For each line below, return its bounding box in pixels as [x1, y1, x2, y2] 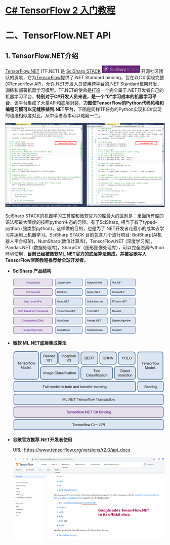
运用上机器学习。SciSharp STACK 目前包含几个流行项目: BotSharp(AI [14, 232, 158, 237]
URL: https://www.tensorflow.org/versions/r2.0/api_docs [12, 447, 131, 453]
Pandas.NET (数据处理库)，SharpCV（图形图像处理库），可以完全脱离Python [5, 245, 164, 250]
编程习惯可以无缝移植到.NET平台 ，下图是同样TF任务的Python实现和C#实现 [5, 106, 162, 112]
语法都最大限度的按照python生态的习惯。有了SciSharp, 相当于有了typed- [5, 219, 157, 225]
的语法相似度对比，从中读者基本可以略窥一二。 [5, 112, 103, 118]
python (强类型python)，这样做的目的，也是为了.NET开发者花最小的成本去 [5, 225, 160, 231]
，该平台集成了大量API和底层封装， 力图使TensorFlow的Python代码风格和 [10, 99, 164, 106]
